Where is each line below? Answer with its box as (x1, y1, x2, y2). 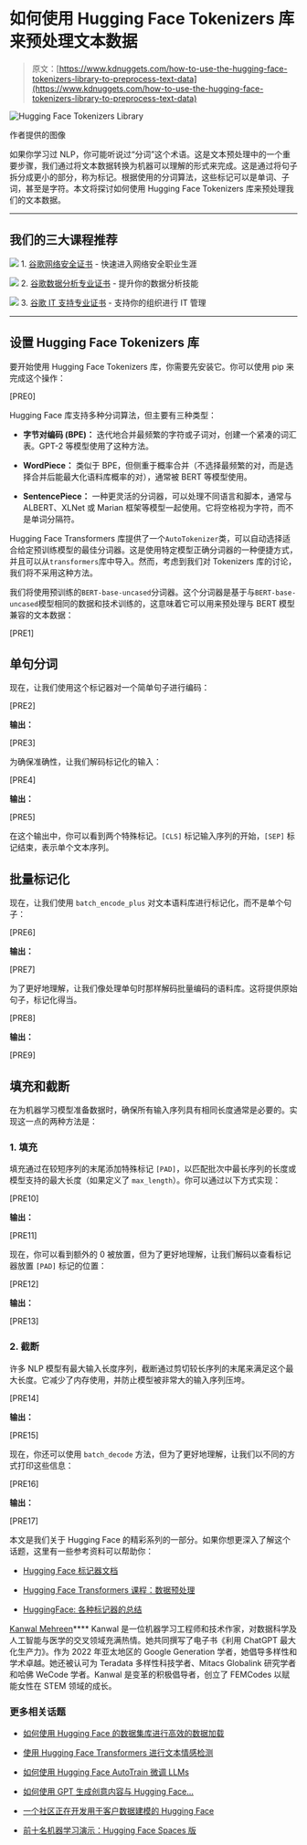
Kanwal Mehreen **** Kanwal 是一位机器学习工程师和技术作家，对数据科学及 (9, 1623, 298, 1634)
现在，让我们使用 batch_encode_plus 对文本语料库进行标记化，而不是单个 (9, 897, 284, 909)
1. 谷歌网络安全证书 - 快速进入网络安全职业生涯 (20, 258, 197, 269)
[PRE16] (9, 1478, 39, 1489)
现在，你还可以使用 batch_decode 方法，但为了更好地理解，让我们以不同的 (9, 1449, 288, 1460)
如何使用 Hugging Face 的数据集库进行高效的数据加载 (22, 1727, 225, 1738)
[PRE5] (9, 812, 36, 823)
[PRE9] (9, 1049, 37, 1060)
